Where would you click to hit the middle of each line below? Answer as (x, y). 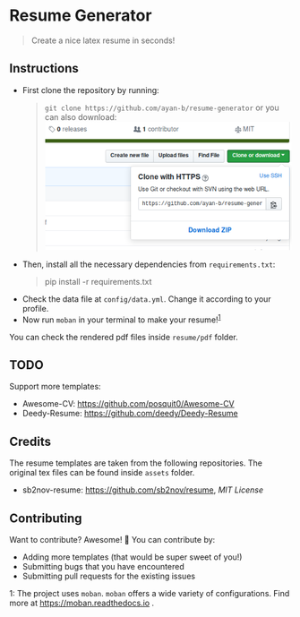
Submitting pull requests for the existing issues (108, 576)
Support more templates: (55, 387)
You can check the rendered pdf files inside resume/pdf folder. (124, 337)
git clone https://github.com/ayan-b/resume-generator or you (162, 107)
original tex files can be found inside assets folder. (102, 473)
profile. (35, 308)
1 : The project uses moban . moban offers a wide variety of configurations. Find (150, 593)
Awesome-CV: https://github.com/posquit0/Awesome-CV (128, 404)
